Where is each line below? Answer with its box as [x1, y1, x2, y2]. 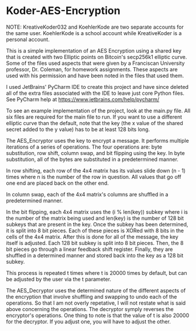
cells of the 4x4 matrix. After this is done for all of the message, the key [6, 233, 178, 240]
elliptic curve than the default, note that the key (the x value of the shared [6, 119, 183, 126]
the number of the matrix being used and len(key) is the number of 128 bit [6, 215, 184, 222]
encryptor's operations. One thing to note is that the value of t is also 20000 [6, 312, 190, 319]
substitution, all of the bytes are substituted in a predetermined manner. [6, 156, 178, 163]
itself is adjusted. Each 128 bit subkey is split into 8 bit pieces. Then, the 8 [6, 239, 184, 246]
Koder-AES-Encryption [6, 4, 121, 18]
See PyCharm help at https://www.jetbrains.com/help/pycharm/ [6, 95, 160, 103]
